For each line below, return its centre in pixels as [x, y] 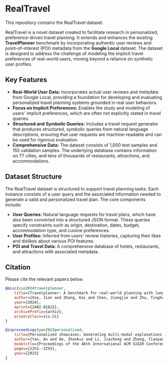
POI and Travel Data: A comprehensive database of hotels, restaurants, [86, 246]
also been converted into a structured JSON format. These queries [81, 219]
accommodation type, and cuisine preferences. [61, 230]
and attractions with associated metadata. [55, 251]
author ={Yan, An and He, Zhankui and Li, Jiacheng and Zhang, [80, 339]
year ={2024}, [28, 302]
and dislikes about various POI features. [53, 241]
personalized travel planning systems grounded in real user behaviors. [85, 102]
